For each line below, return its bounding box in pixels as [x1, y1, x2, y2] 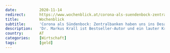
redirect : [5, 12, 26, 17]
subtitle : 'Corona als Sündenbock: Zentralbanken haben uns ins [5, 21, 155, 27]
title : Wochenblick [5, 17, 65, 22]
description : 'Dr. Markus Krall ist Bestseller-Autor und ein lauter [5, 26, 159, 31]
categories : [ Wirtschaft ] [5, 36, 67, 41]
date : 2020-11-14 [5, 7, 62, 13]
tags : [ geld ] [5, 40, 53, 45]
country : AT [5, 31, 44, 36]
